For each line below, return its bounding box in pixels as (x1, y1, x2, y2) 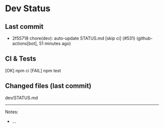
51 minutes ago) (39, 41, 71, 46)
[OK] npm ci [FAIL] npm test (5, 67, 61, 73)
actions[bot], (12, 41, 38, 46)
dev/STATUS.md (5, 95, 38, 101)
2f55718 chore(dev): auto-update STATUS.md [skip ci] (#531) (12, 35, 136, 41)
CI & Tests (5, 55, 37, 63)
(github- (136, 35, 153, 41)
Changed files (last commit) (5, 82, 92, 90)
